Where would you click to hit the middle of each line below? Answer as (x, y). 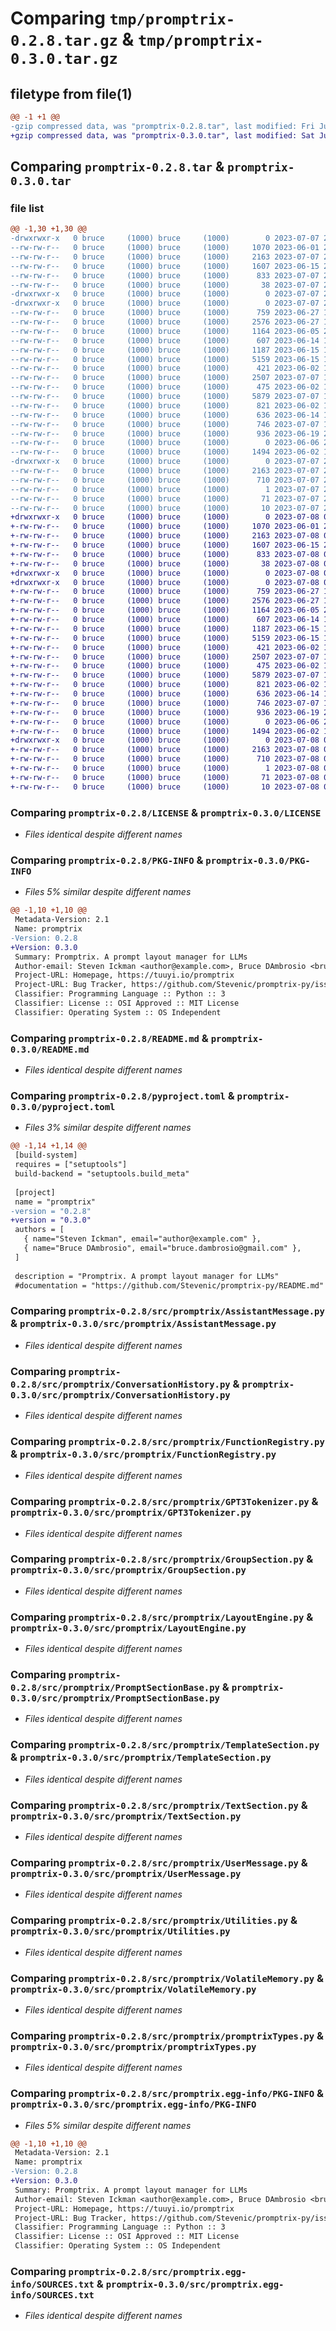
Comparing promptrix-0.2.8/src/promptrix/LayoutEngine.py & (162, 1617)
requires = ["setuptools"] (71, 1165)
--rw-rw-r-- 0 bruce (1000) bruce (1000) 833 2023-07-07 (165, 275)
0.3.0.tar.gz (64, 59)
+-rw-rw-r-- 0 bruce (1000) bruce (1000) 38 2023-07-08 (165, 563)
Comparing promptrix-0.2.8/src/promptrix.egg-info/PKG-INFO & (167, 2094)
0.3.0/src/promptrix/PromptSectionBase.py (115, 1698)
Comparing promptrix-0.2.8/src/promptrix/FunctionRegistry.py (167, 1441)
